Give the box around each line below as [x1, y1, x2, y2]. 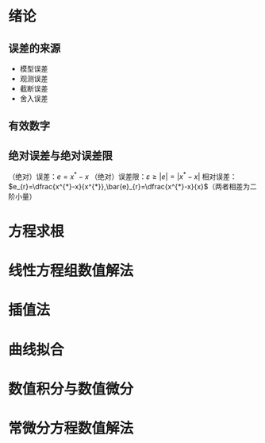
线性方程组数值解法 [8, 262, 134, 280]
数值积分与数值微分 [8, 379, 134, 398]
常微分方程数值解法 [8, 419, 134, 437]
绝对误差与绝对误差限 [8, 149, 113, 162]
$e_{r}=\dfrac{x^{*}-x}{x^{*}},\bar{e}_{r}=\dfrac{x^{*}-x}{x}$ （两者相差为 [8, 181, 250, 191]
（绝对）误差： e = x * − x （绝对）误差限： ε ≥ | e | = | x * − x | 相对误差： [8, 170, 237, 181]
